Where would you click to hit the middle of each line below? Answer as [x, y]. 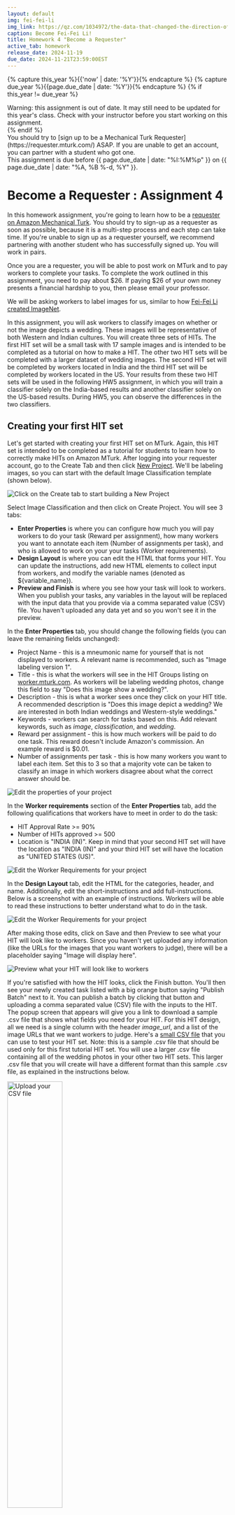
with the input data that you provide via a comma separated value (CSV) [121, 603]
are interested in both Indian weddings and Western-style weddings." [117, 712]
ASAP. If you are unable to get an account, [158, 145]
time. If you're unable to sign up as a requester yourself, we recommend [111, 237]
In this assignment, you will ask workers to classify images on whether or [113, 322]
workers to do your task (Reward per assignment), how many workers [118, 535]
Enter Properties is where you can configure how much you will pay [116, 528]
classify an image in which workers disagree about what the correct [115, 771]
